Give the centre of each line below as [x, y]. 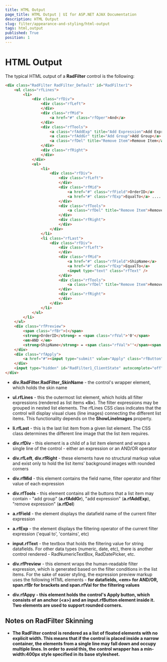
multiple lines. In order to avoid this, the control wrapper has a [78, 649]
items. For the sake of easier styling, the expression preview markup [82, 574]
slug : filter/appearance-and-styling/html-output [58, 24]
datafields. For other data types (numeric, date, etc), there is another [83, 549]
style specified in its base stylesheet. [81, 654]
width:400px [26, 654]
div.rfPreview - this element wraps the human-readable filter [75, 564]
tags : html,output [24, 28]
